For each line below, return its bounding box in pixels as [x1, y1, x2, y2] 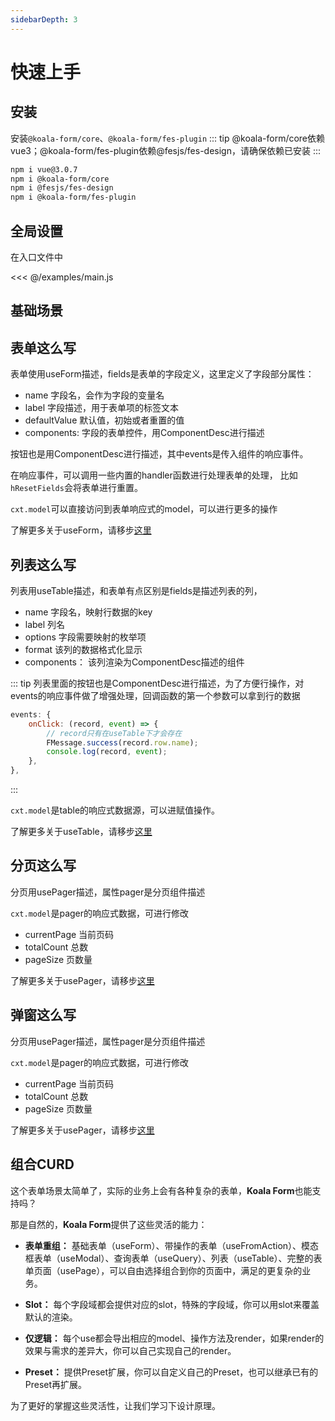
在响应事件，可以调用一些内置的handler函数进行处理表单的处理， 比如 [10, 469, 298, 481]
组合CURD [10, 1156, 75, 1173]
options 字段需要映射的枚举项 [24, 631, 147, 643]
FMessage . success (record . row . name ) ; [46, 737, 199, 748]
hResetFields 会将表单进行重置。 [10, 482, 143, 494]
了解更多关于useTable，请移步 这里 [10, 826, 153, 838]
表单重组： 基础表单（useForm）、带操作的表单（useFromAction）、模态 [24, 1239, 320, 1251]
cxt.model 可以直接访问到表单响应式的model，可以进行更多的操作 [10, 503, 278, 515]
